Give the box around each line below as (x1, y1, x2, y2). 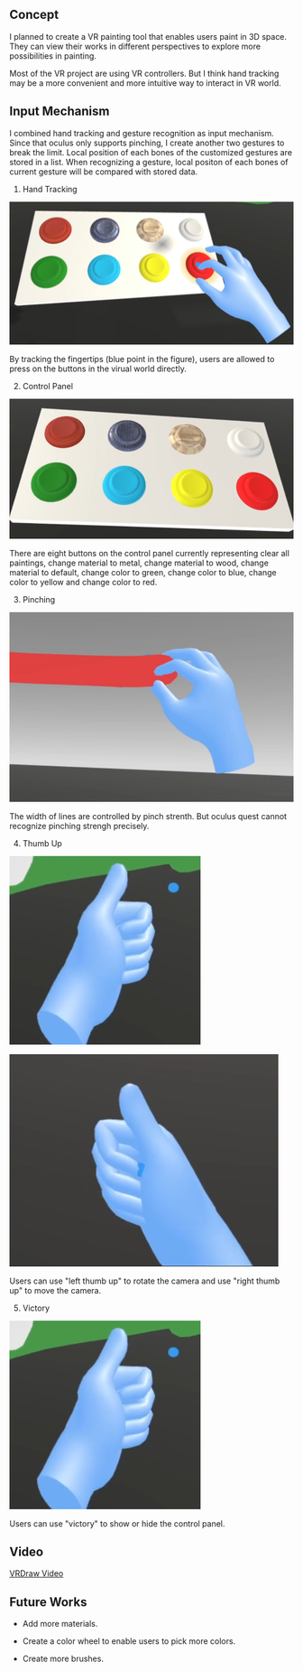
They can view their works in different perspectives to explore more (9, 41, 262, 51)
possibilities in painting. (9, 50, 97, 61)
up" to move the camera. (9, 1284, 102, 1295)
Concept (9, 7, 60, 23)
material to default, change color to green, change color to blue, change (9, 566, 277, 577)
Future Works (9, 1594, 87, 1610)
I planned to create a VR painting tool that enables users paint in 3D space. (9, 31, 287, 42)
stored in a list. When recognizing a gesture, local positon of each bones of (9, 156, 289, 167)
